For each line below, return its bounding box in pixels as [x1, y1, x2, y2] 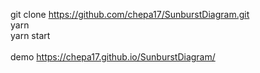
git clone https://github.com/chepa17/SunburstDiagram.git [10, 9, 250, 20]
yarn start [10, 30, 51, 41]
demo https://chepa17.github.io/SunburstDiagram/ [10, 51, 216, 63]
